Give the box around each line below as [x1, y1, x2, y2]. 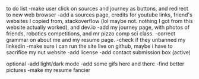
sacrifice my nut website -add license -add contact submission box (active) [6, 49, 191, 55]
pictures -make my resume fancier [6, 67, 91, 73]
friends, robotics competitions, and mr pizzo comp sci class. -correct [6, 30, 176, 37]
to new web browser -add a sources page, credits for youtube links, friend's [6, 11, 193, 18]
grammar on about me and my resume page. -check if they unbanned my [6, 37, 186, 43]
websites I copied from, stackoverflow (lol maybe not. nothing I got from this [6, 18, 193, 24]
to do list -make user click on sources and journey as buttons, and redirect [6, 5, 188, 12]
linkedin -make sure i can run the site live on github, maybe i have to [6, 42, 173, 50]
